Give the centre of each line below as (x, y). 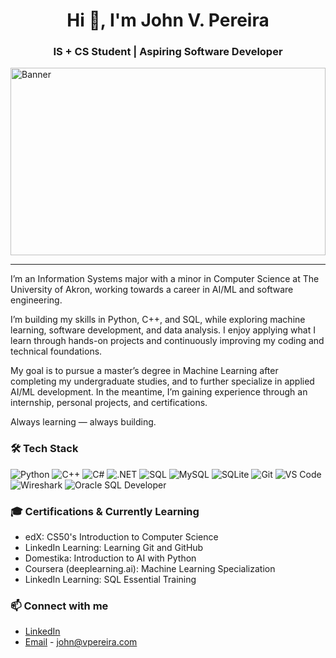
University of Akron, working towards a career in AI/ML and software (152, 290)
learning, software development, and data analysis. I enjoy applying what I (163, 330)
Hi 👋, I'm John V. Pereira (168, 20)
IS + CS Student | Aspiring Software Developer (168, 52)
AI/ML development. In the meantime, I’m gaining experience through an (159, 392)
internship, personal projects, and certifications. (109, 403)
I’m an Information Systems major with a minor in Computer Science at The (165, 279)
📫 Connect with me (59, 606)
